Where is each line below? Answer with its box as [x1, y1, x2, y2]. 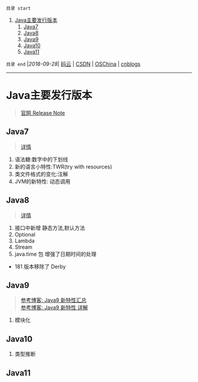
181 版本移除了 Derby [14, 263, 66, 270]
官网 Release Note [20, 109, 65, 116]
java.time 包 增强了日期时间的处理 [14, 250, 97, 258]
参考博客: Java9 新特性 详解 [20, 304, 88, 311]
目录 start [6, 5, 31, 11]
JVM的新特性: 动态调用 [14, 177, 71, 185]
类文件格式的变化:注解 [14, 170, 68, 177]
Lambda [14, 237, 35, 244]
